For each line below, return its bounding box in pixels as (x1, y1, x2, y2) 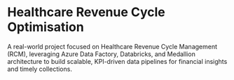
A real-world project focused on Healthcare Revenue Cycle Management (7, 42, 218, 51)
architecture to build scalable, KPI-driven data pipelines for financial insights (7, 57, 228, 65)
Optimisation (7, 19, 84, 35)
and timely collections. (7, 65, 72, 73)
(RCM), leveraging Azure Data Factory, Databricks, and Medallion (7, 50, 196, 58)
